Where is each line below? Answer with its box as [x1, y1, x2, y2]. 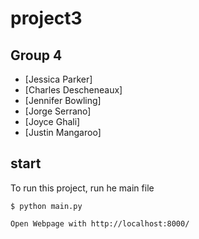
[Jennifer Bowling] [24, 95, 102, 106]
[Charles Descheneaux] [24, 84, 123, 96]
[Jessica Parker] [24, 73, 93, 85]
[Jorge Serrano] [24, 105, 92, 117]
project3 [10, 7, 83, 30]
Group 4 [10, 47, 63, 64]
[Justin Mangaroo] [24, 127, 102, 138]
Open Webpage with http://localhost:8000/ [10, 218, 190, 229]
